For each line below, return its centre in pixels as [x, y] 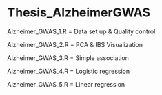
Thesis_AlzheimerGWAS [79, 13]
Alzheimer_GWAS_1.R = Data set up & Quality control [81, 31]
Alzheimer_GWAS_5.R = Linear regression [66, 84]
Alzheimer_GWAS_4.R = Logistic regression [68, 71]
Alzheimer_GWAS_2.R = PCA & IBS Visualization [75, 44]
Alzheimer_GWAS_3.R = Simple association [68, 58]
